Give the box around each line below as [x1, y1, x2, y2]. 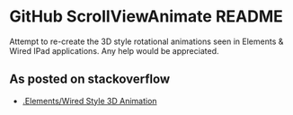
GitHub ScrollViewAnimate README [9, 6, 283, 27]
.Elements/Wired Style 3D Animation [22, 95, 157, 106]
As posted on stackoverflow [9, 72, 171, 87]
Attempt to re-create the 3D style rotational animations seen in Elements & [9, 36, 284, 47]
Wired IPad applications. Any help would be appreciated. [9, 45, 219, 56]
